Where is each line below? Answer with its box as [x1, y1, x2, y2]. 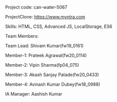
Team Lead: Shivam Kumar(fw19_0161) [5, 43, 84, 49]
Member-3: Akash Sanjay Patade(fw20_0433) [5, 72, 99, 78]
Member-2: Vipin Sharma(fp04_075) [5, 62, 80, 68]
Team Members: [5, 33, 39, 39]
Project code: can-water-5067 [5, 4, 68, 10]
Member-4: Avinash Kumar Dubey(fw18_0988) [5, 82, 101, 87]
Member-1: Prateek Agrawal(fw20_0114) [5, 52, 87, 58]
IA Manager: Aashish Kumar [5, 91, 62, 97]
